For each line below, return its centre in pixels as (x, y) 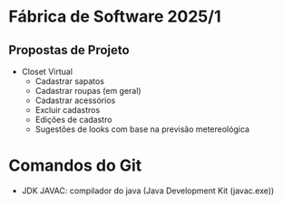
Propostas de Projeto (69, 50)
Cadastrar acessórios (75, 100)
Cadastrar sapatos (70, 81)
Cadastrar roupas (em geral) (88, 91)
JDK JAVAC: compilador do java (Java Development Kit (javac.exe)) (148, 191)
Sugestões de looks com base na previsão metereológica (142, 129)
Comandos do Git (75, 166)
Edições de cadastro (73, 120)
